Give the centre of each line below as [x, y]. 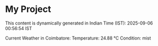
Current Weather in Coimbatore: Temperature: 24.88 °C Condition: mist [78, 38]
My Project [28, 9]
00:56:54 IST [19, 28]
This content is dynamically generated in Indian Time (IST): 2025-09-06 [79, 23]
